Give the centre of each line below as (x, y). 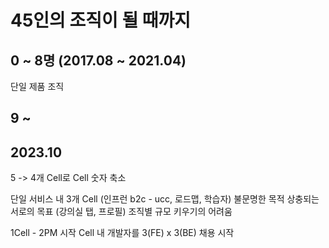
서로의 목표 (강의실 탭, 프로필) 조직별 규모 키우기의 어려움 (121, 212)
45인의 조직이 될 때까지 (101, 20)
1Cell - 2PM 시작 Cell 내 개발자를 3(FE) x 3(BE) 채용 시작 (122, 233)
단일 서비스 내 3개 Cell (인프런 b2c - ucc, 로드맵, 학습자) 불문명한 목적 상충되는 (165, 199)
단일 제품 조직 (37, 86)
